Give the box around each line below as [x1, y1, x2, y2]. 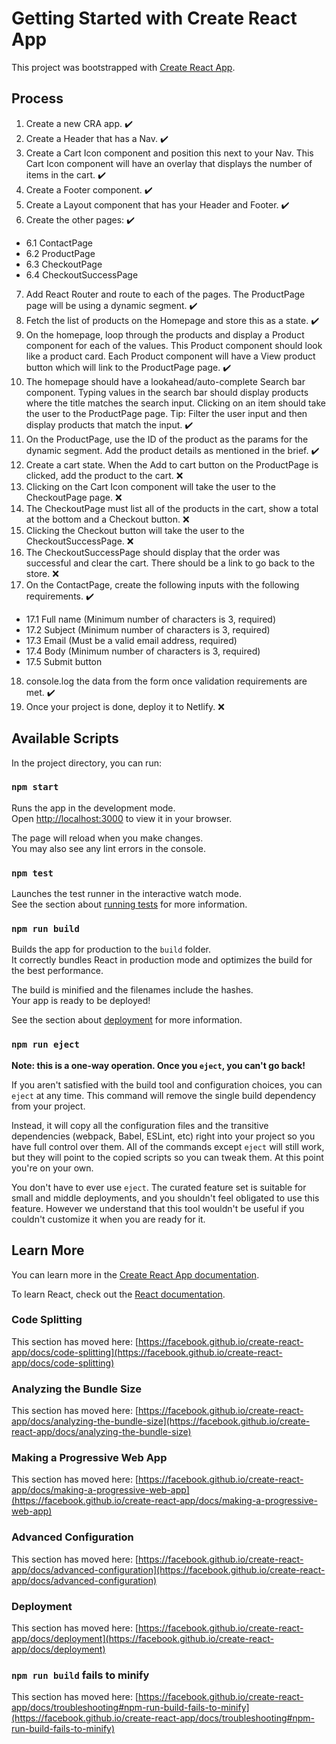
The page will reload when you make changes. [11, 832, 204, 844]
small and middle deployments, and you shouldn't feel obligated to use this [11, 1192, 320, 1204]
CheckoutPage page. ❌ [25, 491, 123, 503]
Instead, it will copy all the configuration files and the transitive [11, 1119, 269, 1131]
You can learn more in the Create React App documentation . [11, 1268, 260, 1281]
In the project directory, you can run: [11, 757, 162, 769]
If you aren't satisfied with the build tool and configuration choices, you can [11, 1078, 323, 1091]
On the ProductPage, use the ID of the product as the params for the [25, 433, 309, 445]
